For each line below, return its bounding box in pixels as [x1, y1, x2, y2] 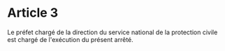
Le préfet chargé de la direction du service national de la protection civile [7, 28, 218, 36]
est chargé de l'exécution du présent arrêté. [7, 35, 134, 43]
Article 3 [7, 5, 59, 21]
